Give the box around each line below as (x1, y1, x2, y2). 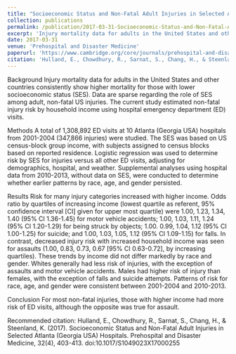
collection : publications (7, 17, 83, 24)
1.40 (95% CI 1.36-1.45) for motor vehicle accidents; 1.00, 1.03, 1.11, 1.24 (7, 214, 214, 223)
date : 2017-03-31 (7, 37, 58, 44)
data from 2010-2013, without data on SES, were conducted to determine (7, 171, 219, 179)
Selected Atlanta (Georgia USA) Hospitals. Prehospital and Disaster (7, 331, 202, 339)
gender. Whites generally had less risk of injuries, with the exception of (7, 259, 213, 268)
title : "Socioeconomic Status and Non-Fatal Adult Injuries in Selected (7, 10, 225, 18)
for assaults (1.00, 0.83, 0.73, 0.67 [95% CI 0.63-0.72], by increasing (7, 244, 206, 253)
